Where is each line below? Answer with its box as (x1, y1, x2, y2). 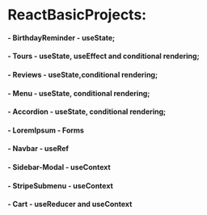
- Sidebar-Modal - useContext (7, 162, 111, 171)
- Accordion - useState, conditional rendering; (7, 107, 167, 116)
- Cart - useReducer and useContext (7, 200, 133, 209)
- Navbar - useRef (7, 144, 70, 154)
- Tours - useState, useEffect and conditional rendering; (7, 51, 200, 61)
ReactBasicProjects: (7, 6, 147, 24)
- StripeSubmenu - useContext (7, 180, 114, 191)
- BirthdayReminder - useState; (7, 32, 116, 42)
